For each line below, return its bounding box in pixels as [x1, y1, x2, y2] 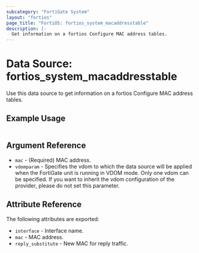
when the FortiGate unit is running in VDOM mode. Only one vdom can [14, 169, 189, 176]
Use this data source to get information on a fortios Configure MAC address [6, 90, 193, 97]
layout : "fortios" [6, 14, 52, 20]
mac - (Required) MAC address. [14, 156, 91, 163]
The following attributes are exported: [6, 215, 99, 222]
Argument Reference [6, 141, 86, 151]
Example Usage [6, 114, 66, 124]
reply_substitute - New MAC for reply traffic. [14, 240, 128, 247]
